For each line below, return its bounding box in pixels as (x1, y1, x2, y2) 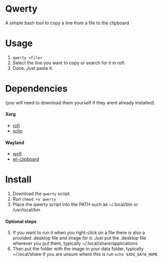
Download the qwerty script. (12, 191, 71, 197)
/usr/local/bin (12, 207, 40, 213)
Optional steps (5, 218, 37, 224)
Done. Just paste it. (12, 65, 53, 71)
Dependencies (5, 83, 68, 94)
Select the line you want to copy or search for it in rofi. (12, 59, 126, 66)
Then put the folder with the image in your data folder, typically (12, 246, 144, 252)
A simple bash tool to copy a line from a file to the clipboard (5, 20, 129, 26)
